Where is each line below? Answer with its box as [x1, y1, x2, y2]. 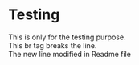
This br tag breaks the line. [8, 40, 97, 50]
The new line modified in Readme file [8, 49, 131, 59]
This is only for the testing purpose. [8, 32, 126, 42]
